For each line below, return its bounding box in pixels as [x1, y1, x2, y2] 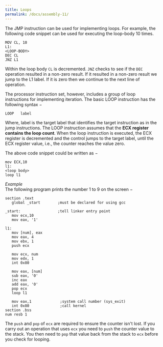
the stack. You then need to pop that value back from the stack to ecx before [5, 331, 158, 337]
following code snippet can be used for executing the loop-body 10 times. [5, 30, 154, 36]
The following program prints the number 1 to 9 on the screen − [5, 186, 133, 192]
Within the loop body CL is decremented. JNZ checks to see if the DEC [5, 66, 143, 72]
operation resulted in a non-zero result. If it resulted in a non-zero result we [5, 71, 157, 77]
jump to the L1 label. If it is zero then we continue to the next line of [5, 76, 140, 82]
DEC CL [5, 53, 19, 58]
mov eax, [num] [11, 269, 43, 274]
